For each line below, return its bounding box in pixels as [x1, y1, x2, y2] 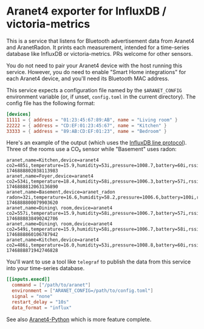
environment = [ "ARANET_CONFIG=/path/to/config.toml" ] [12, 288, 154, 294]
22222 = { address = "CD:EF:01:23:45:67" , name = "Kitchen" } [6, 123, 167, 129]
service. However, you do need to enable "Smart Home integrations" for [6, 68, 186, 75]
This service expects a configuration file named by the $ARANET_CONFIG [6, 86, 182, 93]
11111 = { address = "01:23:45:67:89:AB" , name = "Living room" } [6, 117, 178, 123]
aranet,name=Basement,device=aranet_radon [6, 189, 115, 195]
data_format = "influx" [12, 305, 72, 311]
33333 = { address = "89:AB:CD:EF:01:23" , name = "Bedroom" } [6, 128, 167, 134]
